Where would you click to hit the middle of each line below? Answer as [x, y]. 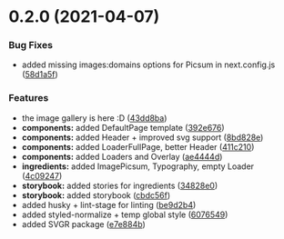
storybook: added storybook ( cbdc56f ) [96, 195]
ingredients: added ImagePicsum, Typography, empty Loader [138, 166]
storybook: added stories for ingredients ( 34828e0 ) [120, 185]
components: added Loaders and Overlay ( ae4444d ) [122, 156]
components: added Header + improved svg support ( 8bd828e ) [142, 137]
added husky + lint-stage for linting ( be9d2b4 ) [109, 204]
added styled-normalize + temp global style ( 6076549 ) [125, 214]
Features [29, 98]
